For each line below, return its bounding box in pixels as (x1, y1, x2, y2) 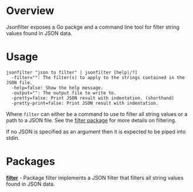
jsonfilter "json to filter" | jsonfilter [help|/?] (6, 69, 138, 76)
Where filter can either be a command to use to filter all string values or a (6, 110, 188, 118)
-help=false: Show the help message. (11, 85, 104, 91)
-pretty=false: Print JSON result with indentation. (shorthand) (11, 95, 175, 101)
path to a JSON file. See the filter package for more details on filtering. (6, 116, 177, 124)
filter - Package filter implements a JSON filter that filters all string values (6, 174, 184, 181)
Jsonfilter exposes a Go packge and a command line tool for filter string (6, 23, 180, 30)
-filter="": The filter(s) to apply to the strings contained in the (11, 74, 185, 80)
